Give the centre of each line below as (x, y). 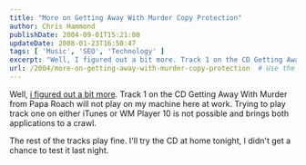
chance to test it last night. (59, 150)
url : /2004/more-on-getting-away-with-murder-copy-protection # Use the (153, 69)
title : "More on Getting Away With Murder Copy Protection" (126, 18)
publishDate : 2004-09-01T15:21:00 (75, 34)
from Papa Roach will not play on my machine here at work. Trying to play (148, 103)
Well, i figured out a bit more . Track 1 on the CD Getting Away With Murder (148, 94)
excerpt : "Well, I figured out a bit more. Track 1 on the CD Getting (146, 60)
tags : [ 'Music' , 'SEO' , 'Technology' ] (87, 52)
